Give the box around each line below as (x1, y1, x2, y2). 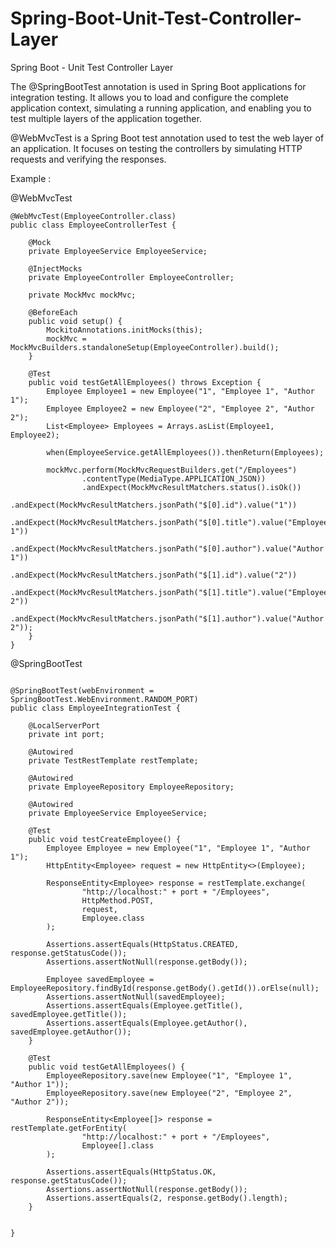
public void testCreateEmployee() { (28, 834, 182, 844)
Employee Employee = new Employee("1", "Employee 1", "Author (46, 843, 311, 853)
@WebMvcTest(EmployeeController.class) (10, 211, 177, 221)
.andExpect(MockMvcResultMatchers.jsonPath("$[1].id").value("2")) (10, 570, 298, 580)
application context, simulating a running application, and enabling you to (10, 102, 312, 114)
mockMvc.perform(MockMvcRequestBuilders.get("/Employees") (46, 465, 298, 475)
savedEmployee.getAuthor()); (10, 1027, 132, 1037)
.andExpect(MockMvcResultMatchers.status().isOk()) (81, 482, 302, 492)
